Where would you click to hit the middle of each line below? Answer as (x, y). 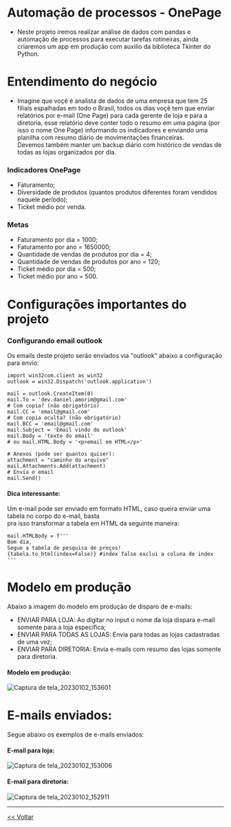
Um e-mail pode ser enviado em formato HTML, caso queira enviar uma (109, 509)
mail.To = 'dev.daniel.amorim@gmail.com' (67, 399)
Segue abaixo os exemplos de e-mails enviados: (76, 735)
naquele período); (42, 200)
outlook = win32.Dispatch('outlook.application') (80, 381)
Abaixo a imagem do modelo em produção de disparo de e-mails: (100, 607)
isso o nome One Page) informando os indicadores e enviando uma (112, 130)
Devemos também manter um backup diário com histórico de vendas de (119, 145)
